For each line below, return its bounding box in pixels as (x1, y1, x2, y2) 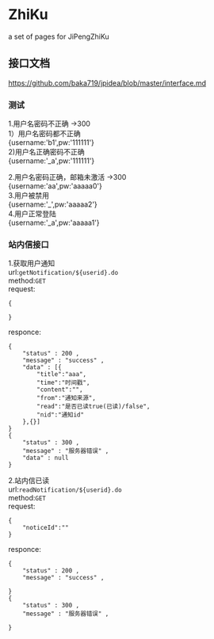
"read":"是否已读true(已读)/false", (36, 402, 151, 411)
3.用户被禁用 (8, 191, 50, 200)
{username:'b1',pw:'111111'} (8, 138, 95, 147)
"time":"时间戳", (36, 378, 90, 387)
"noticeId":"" (22, 524, 69, 532)
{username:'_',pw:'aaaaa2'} (8, 200, 97, 209)
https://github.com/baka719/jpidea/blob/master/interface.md (8, 78, 207, 88)
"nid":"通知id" (36, 411, 85, 419)
